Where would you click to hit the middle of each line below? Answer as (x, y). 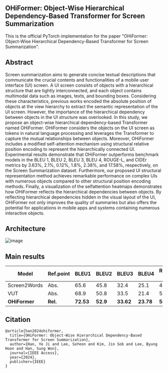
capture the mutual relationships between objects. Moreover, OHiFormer (80, 138)
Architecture (25, 229)
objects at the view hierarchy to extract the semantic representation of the (82, 106)
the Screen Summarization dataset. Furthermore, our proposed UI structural (83, 170)
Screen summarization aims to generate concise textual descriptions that (80, 74)
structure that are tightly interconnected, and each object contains (73, 90)
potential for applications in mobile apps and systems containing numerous (82, 208)
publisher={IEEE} (28, 362)
